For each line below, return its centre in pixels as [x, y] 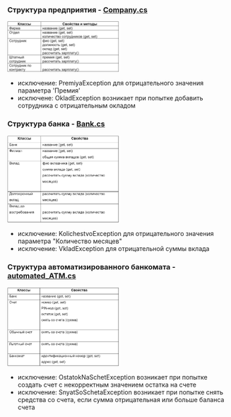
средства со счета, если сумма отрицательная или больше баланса [121, 399]
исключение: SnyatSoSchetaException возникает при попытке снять [120, 392]
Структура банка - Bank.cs [56, 124]
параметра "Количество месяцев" [70, 241]
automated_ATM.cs [42, 276]
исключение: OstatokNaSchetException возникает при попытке [113, 377]
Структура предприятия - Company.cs [78, 10]
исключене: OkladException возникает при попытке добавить [110, 98]
